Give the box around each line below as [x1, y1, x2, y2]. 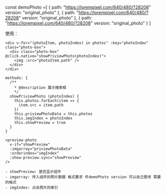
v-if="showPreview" [9, 142, 50, 147]
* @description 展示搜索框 [14, 85, 66, 90]
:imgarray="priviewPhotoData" [9, 146, 72, 151]
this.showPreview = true [14, 120, 66, 125]
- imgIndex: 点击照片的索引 [5, 185, 58, 190]
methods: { [5, 75, 28, 80]
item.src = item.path [18, 102, 64, 107]
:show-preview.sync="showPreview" [9, 155, 81, 160]
